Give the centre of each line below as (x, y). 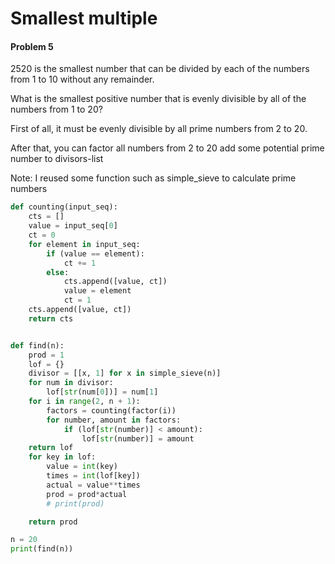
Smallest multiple (84, 18)
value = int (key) (82, 467)
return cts (51, 318)
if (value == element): (95, 253)
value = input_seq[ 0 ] (73, 226)
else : (58, 272)
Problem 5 (32, 46)
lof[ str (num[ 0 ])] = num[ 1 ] (102, 392)
